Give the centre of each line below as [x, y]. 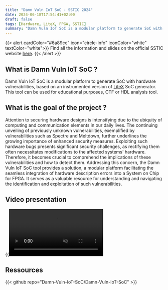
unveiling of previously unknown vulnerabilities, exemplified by [70, 130]
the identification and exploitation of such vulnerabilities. [64, 184]
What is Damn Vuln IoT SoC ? [51, 69]
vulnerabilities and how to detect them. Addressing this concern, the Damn [82, 162]
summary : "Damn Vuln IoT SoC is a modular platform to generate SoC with [84, 29]
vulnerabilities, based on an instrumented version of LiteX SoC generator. [81, 86]
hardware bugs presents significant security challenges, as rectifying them [82, 147]
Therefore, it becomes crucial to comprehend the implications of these [78, 157]
